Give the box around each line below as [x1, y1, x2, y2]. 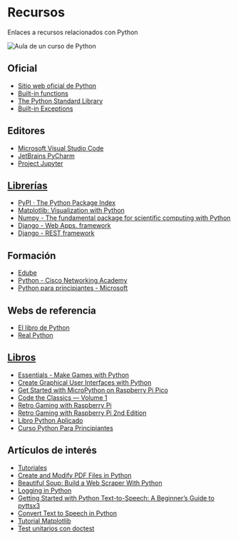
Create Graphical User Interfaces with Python [17, 378, 152, 386]
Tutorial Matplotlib [17, 516, 71, 525]
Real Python [17, 331, 53, 339]
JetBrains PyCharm [17, 151, 75, 160]
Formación [7, 249, 56, 261]
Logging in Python [17, 486, 72, 495]
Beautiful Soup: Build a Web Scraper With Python [17, 478, 162, 487]
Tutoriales [17, 463, 48, 472]
